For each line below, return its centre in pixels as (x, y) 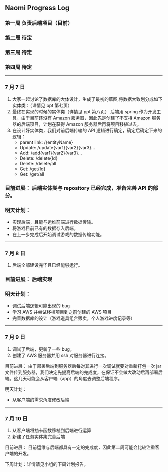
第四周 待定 (19, 67)
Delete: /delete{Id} (39, 158)
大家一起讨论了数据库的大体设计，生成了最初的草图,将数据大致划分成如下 (87, 99)
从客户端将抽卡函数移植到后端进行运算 (52, 431)
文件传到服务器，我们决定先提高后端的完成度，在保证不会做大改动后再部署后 (84, 372)
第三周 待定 (19, 53)
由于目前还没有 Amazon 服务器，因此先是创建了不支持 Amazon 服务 (91, 118)
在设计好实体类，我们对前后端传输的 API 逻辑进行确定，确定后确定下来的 (87, 130)
